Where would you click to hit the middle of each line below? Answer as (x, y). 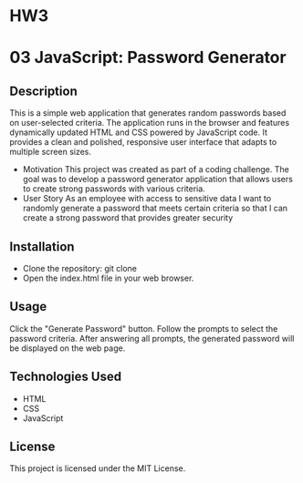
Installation (42, 247)
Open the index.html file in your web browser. (108, 278)
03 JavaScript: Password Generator (148, 58)
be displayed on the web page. (68, 348)
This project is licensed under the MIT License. (98, 468)
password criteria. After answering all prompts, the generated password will (152, 338)
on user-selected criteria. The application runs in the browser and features (150, 123)
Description (43, 91)
